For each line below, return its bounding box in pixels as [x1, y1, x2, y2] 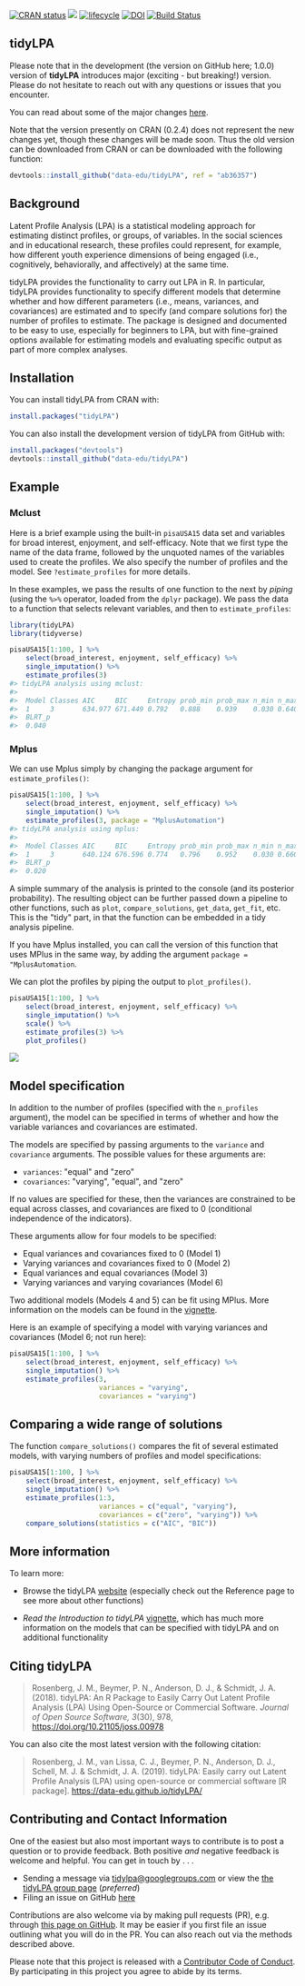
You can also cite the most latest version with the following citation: [9, 1739, 261, 1750]
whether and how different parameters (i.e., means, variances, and [9, 295, 260, 306]
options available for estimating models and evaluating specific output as [9, 334, 283, 345]
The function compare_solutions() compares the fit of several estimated [9, 1441, 279, 1452]
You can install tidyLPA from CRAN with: [9, 394, 160, 405]
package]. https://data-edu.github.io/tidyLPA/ [31, 1785, 202, 1796]
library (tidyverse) [9, 629, 84, 638]
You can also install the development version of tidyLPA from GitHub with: [9, 428, 286, 440]
